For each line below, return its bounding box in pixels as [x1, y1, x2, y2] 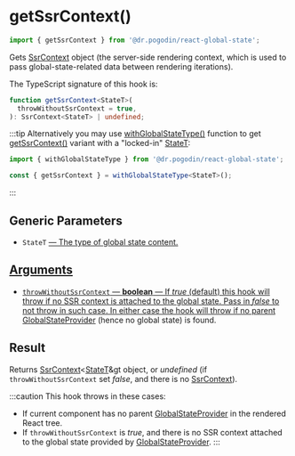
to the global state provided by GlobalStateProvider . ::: [21, 436, 220, 447]
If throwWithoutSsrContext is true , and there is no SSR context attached [21, 427, 283, 437]
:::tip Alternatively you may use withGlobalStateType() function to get [9, 128, 262, 139]
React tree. [21, 417, 63, 428]
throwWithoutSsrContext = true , [17, 104, 138, 113]
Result [9, 340, 46, 355]
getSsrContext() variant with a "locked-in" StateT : [9, 138, 191, 149]
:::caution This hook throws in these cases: [9, 390, 166, 402]
